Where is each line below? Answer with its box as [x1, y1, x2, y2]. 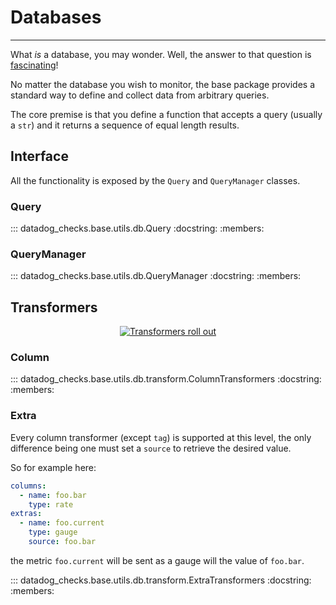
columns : [10, 481, 47, 491]
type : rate [28, 499, 74, 510]
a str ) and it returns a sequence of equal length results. [10, 119, 240, 131]
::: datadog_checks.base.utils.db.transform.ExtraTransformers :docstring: [10, 574, 312, 586]
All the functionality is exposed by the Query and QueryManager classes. [10, 174, 301, 186]
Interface [10, 148, 69, 165]
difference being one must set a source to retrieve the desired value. [10, 442, 292, 454]
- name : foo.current [19, 518, 105, 528]
